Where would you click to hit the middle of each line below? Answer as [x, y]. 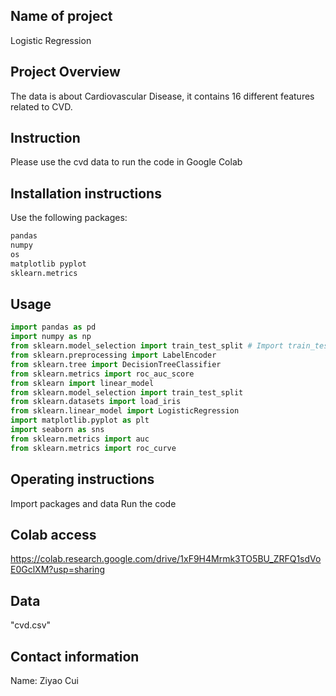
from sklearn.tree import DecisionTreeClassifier [116, 364]
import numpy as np [51, 337]
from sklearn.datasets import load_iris [96, 402]
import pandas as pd [53, 327]
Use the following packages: [69, 218]
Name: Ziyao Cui [44, 680]
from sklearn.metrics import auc [80, 439]
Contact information [75, 656]
